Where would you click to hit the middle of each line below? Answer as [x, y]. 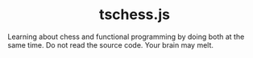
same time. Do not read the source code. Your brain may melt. [111, 44]
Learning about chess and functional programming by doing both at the [126, 37]
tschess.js [135, 15]
